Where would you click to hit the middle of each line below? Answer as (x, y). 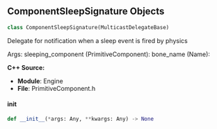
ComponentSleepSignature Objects (86, 11)
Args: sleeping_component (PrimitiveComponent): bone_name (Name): (109, 54)
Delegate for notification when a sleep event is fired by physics (97, 40)
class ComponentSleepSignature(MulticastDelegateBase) (88, 27)
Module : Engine (40, 81)
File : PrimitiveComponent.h (56, 88)
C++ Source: (26, 67)
